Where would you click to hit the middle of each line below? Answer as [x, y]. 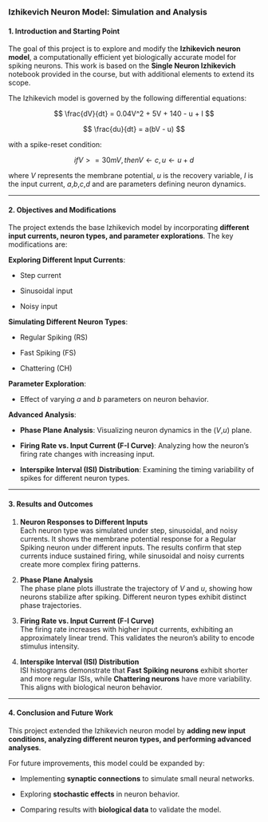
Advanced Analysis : [43, 415]
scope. [20, 83]
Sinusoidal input [46, 291]
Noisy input [39, 307]
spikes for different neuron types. [75, 479]
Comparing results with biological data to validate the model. [120, 809]
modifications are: [38, 244]
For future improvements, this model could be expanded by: [106, 763]
